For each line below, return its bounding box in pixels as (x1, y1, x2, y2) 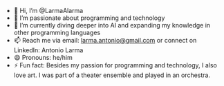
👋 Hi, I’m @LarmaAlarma (13, 7, 84, 14)
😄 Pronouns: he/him (13, 54, 73, 61)
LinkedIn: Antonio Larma (13, 46, 84, 54)
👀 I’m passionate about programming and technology (13, 14, 165, 22)
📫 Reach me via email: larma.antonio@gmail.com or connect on (13, 36, 197, 44)
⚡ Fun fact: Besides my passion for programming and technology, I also (13, 61, 218, 69)
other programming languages (13, 28, 101, 36)
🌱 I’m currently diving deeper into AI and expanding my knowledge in (13, 21, 211, 29)
